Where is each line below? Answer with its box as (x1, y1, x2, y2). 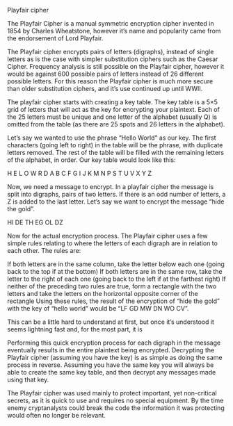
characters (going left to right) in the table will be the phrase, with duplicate (7, 141, 223, 149)
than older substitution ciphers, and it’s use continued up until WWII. (7, 85, 203, 92)
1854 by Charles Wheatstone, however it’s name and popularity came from (7, 27, 221, 35)
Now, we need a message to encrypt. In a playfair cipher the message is (7, 183, 214, 190)
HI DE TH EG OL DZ (7, 218, 64, 227)
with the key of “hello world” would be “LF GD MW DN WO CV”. (7, 304, 189, 312)
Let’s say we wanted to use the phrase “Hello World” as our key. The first (7, 133, 217, 142)
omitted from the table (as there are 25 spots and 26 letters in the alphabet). (7, 120, 225, 128)
